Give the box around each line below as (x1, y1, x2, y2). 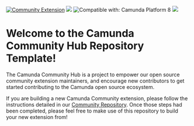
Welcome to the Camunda (6, 27, 134, 40)
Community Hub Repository (6, 39, 144, 53)
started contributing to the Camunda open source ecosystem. (6, 83, 155, 90)
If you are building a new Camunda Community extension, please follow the (6, 94, 188, 102)
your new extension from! (6, 113, 68, 120)
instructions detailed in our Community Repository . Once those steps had (6, 101, 182, 108)
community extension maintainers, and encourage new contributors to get (6, 77, 185, 84)
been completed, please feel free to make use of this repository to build (6, 107, 178, 114)
